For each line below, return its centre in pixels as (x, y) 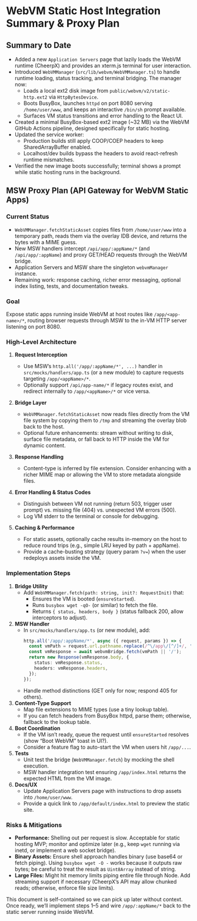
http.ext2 (36, 97)
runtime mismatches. (49, 160)
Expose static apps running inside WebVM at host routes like (79, 314)
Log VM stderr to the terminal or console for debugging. (91, 516)
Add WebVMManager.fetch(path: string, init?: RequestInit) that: (103, 592)
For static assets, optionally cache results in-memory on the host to (105, 539)
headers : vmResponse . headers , (71, 668)
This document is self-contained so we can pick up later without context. (94, 899)
